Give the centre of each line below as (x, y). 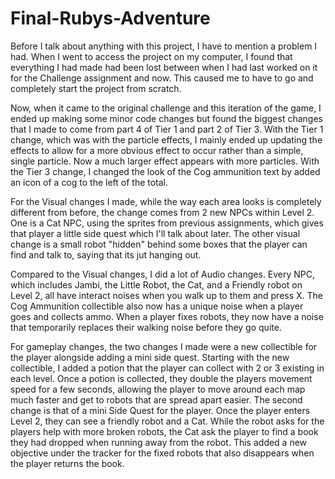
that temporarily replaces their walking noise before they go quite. (146, 327)
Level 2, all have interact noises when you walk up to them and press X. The (167, 295)
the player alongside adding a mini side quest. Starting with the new (150, 357)
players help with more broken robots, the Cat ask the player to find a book (164, 431)
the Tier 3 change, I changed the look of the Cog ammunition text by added (165, 171)
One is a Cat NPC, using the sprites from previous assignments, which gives (167, 223)
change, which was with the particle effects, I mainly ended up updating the (166, 139)
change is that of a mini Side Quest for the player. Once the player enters (160, 410)
